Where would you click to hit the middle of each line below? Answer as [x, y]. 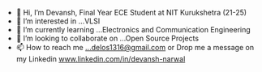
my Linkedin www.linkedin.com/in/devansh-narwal [101, 59]
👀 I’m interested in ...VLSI [58, 21]
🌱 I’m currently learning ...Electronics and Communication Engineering [133, 30]
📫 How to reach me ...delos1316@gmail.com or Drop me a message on [135, 47]
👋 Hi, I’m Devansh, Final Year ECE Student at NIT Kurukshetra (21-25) [131, 13]
